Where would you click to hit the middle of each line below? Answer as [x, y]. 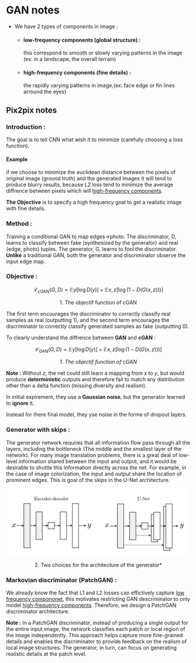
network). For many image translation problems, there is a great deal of [92, 455]
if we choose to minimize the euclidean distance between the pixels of [91, 172]
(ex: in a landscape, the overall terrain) [70, 59]
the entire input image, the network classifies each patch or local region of [96, 629]
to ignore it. [20, 403]
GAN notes [33, 10]
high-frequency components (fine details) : [77, 72]
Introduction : [26, 127]
